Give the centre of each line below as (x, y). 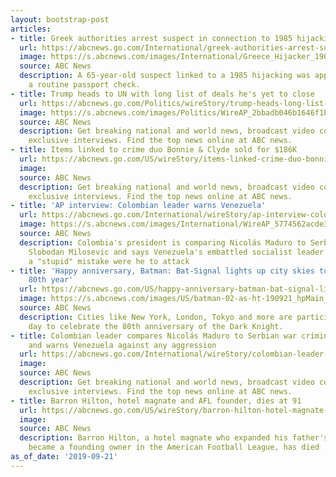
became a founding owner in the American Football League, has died (174, 447)
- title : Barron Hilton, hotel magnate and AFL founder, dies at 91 (156, 401)
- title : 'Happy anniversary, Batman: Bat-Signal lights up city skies (162, 271)
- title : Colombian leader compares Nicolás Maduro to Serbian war (154, 336)
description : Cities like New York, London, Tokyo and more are (156, 317)
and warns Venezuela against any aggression (122, 345)
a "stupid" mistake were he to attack (109, 261)
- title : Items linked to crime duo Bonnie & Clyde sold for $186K (154, 150)
